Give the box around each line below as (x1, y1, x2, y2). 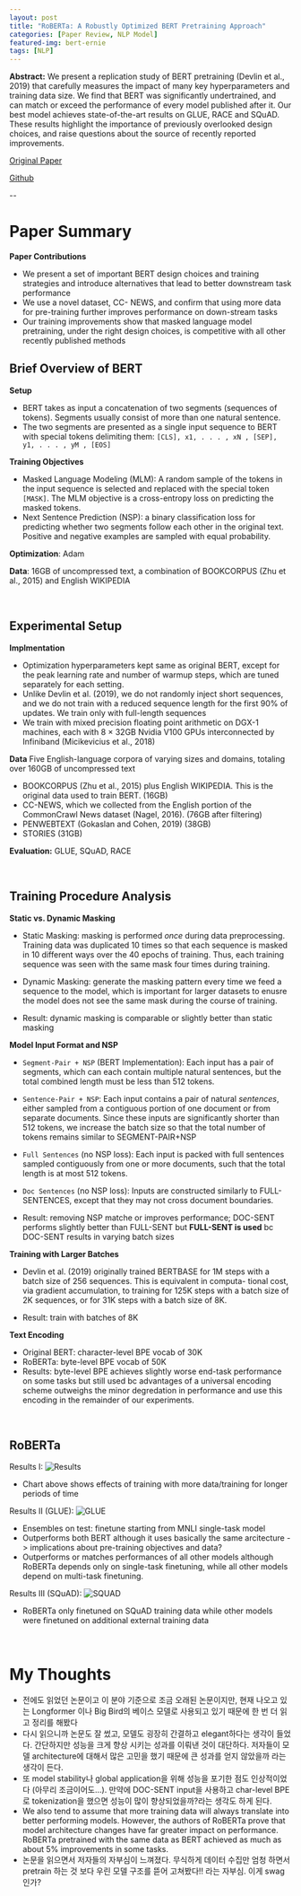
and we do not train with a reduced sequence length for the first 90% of (21, 697, 288, 709)
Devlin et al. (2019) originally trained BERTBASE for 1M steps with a (21, 1266, 271, 1277)
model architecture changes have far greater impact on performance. (21, 1825, 279, 1836)
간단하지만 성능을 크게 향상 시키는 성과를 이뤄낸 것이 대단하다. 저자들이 (34, 1740, 280, 1751)
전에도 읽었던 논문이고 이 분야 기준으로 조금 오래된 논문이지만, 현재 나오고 (21, 1695, 279, 1706)
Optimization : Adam (9, 548, 85, 559)
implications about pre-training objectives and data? (30, 1542, 222, 1553)
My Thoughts (9, 1664, 112, 1684)
